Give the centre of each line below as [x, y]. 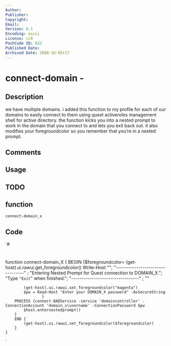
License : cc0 [19, 39]
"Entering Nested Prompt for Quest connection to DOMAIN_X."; [96, 273]
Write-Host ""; [97, 268]
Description [24, 97]
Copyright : [17, 19]
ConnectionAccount [25, 306]
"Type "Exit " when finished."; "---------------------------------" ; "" [77, 279]
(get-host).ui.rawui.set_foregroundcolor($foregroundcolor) [89, 324]
